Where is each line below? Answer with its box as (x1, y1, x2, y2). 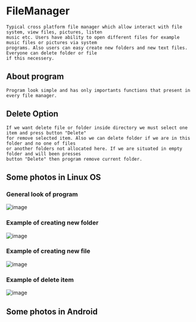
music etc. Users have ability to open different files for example (6, 34, 180, 40)
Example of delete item (6, 275, 74, 284)
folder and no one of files (6, 140, 76, 146)
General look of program (6, 190, 79, 198)
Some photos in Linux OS (6, 172, 101, 182)
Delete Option (6, 109, 58, 119)
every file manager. (6, 93, 58, 99)
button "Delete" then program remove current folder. (6, 156, 143, 162)
